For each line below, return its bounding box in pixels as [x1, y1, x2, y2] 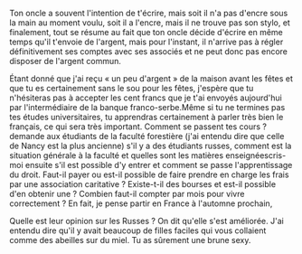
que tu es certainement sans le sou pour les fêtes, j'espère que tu [9, 83, 254, 93]
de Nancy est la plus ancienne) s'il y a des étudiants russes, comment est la [9, 140, 292, 151]
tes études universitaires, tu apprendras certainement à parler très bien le [9, 112, 284, 122]
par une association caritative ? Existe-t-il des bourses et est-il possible [9, 179, 277, 189]
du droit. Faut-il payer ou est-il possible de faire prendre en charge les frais [9, 169, 289, 180]
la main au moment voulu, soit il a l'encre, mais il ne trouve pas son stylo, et [9, 17, 291, 28]
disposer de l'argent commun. [9, 56, 122, 66]
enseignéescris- [225, 150, 287, 161]
